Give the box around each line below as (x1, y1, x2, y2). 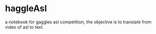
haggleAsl (5, 3, 47, 14)
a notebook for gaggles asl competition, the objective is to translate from (5, 19, 152, 25)
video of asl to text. (5, 24, 44, 30)
